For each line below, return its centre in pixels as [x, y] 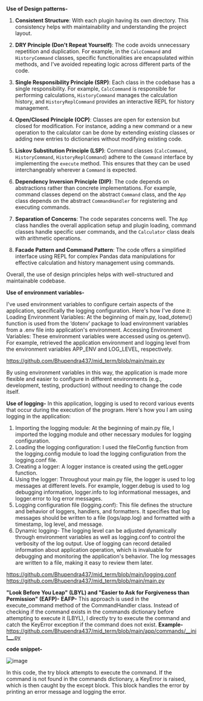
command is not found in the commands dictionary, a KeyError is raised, [96, 679]
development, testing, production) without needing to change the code [94, 385]
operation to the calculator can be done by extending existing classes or [105, 133]
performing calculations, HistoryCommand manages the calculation [96, 95]
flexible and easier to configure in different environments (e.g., [84, 379]
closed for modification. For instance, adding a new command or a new [104, 126]
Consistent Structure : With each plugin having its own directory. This [102, 20]
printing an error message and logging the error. [66, 692]
